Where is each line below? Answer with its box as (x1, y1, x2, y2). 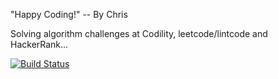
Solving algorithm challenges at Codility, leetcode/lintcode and (10, 28, 268, 39)
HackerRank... (10, 39, 69, 50)
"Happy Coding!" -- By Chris (10, 9, 128, 20)
